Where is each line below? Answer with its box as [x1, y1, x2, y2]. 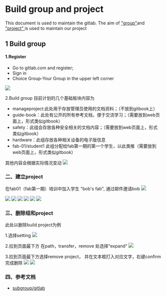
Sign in [12, 70, 27, 76]
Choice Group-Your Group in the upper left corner [12, 75, 114, 81]
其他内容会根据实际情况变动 [5, 159, 62, 165]
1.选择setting [5, 233, 31, 239]
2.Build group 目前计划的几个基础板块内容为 [5, 95, 95, 101]
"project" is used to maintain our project [5, 25, 87, 31]
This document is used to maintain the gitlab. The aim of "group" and [5, 20, 145, 26]
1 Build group [5, 40, 46, 48]
